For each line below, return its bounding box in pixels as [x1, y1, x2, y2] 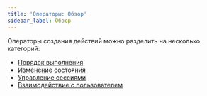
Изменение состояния [17, 65, 86, 74]
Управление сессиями [17, 73, 86, 82]
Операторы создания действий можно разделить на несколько [7, 36, 201, 45]
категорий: [7, 44, 40, 53]
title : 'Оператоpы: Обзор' [7, 10, 87, 18]
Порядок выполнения [17, 58, 84, 66]
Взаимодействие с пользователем [17, 80, 123, 89]
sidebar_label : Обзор [7, 17, 72, 24]
